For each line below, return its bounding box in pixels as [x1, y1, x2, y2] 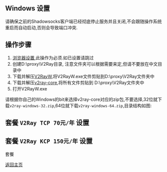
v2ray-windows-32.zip [9, 103, 55, 108]
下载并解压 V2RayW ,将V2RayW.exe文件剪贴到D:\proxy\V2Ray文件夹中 [12, 73, 155, 79]
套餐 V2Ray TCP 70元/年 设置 [5, 118, 90, 127]
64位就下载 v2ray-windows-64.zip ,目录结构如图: [55, 102, 152, 108]
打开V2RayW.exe [12, 86, 47, 91]
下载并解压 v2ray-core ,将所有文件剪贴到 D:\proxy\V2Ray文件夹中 [12, 80, 145, 86]
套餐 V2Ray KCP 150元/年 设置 [5, 137, 93, 145]
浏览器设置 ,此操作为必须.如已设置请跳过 [12, 55, 94, 61]
